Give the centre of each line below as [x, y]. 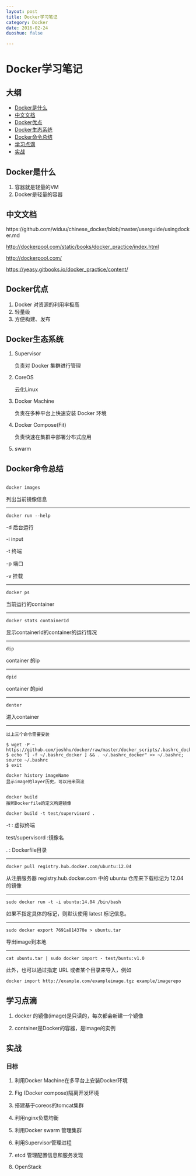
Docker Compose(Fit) [40, 425]
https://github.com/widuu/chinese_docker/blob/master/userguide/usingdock [98, 229]
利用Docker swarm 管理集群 [48, 1130]
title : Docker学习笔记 [32, 17]
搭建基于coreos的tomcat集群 [49, 1105]
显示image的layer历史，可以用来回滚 [45, 782]
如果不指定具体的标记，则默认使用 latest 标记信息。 [68, 914]
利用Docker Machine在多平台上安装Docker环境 [71, 1080]
